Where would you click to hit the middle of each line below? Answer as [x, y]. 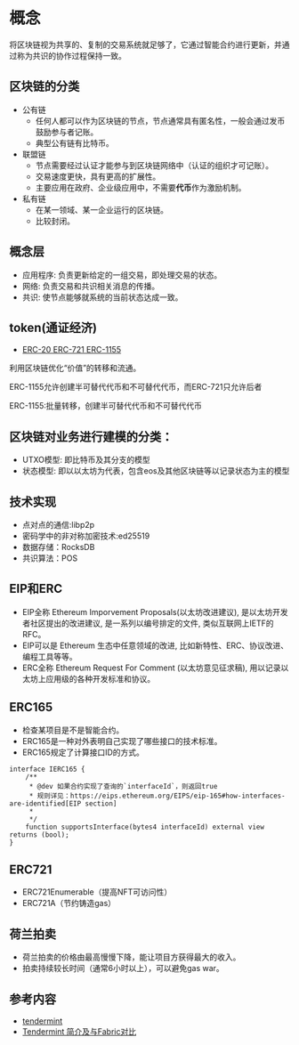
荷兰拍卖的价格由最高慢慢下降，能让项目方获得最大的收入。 [131, 957]
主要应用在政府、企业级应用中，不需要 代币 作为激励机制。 [141, 187]
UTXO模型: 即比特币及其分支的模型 [86, 460]
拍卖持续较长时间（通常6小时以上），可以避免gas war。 [123, 968]
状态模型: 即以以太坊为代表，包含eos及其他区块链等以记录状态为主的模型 [156, 471]
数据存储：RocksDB [58, 547]
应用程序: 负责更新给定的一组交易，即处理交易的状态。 [122, 275]
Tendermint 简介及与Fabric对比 [79, 1032]
